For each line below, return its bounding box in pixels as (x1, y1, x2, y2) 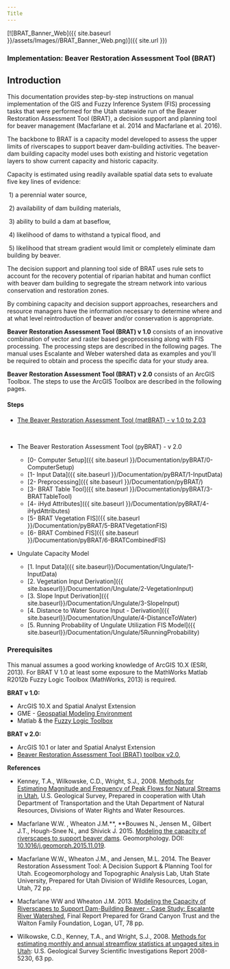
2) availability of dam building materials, (8, 204, 121, 213)
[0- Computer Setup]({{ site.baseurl (27, 456, 129, 464)
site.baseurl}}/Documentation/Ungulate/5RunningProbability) (27, 628, 200, 636)
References (7, 763, 41, 772)
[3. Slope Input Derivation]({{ (27, 592, 110, 600)
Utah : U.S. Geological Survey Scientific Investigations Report (16, 946, 188, 955)
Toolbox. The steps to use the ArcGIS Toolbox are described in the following (7, 377, 222, 386)
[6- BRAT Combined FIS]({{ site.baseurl (27, 528, 139, 537)
